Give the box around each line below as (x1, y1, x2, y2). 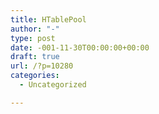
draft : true (10, 52, 60, 62)
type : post (10, 33, 56, 43)
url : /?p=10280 (10, 61, 74, 71)
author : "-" (10, 24, 60, 34)
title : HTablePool (10, 14, 87, 25)
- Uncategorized (19, 80, 87, 90)
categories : (10, 71, 60, 81)
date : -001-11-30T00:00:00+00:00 (10, 42, 150, 53)
